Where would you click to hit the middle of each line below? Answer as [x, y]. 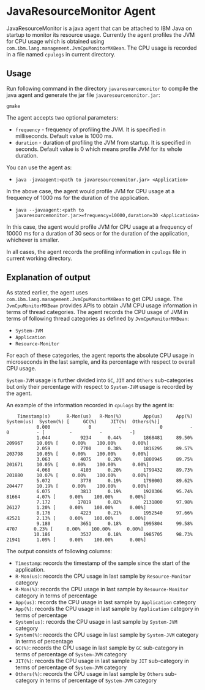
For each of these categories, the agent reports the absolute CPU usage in [100, 355]
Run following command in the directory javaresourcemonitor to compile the [102, 88]
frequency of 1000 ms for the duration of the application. [78, 197]
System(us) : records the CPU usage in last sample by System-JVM [96, 621]
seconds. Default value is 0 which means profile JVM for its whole [99, 149]
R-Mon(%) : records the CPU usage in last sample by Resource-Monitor [102, 589]
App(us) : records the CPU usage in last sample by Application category [106, 602]
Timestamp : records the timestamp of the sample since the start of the [102, 563]
